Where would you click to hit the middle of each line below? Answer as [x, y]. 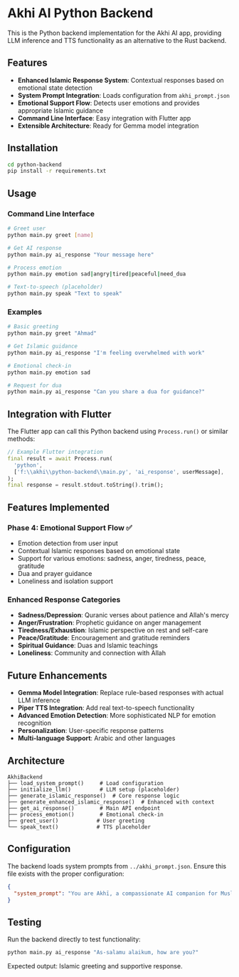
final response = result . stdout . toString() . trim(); [85, 485]
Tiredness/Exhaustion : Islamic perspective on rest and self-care [113, 630]
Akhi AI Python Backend [80, 13]
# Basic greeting [33, 327]
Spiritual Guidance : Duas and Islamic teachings [88, 646]
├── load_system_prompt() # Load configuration [85, 783]
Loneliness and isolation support [65, 581]
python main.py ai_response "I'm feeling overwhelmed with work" [106, 353]
